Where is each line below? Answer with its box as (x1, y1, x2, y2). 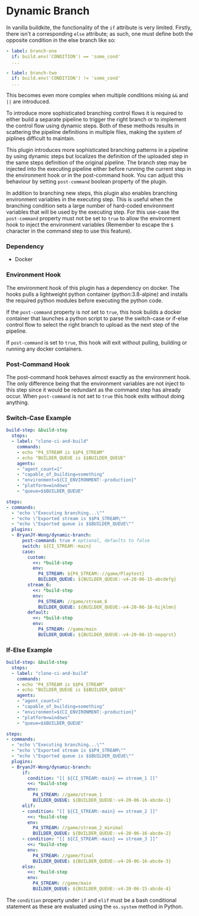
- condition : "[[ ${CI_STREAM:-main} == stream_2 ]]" (21, 808, 159, 814)
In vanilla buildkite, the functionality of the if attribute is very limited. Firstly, (6, 24, 192, 31)
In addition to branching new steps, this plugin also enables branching (6, 189, 178, 197)
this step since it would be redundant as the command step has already (6, 386, 181, 393)
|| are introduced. (6, 98, 50, 105)
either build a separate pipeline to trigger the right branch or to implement (6, 116, 187, 123)
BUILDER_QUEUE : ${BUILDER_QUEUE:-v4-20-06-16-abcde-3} (32, 858, 171, 864)
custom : (27, 554, 46, 560)
